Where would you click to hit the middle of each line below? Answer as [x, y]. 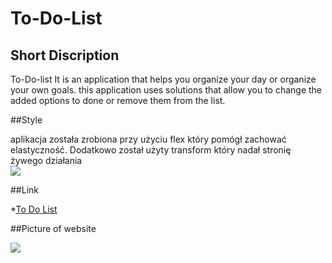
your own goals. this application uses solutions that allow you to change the [166, 90]
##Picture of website [53, 228]
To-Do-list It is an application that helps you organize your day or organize [163, 79]
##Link [24, 190]
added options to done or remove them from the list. [118, 100]
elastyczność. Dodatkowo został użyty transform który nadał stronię [151, 150]
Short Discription [65, 55]
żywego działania [46, 160]
